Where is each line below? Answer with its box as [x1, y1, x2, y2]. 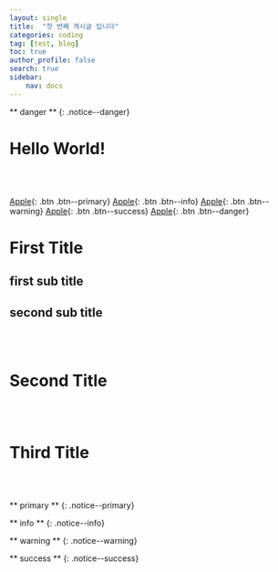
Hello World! [9, 138, 106, 159]
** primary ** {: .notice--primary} [9, 499, 135, 511]
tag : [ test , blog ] [9, 38, 79, 48]
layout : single [9, 13, 67, 23]
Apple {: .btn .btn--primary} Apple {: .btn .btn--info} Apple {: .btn [9, 195, 246, 206]
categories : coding [9, 30, 84, 39]
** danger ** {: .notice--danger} [9, 106, 130, 117]
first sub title [9, 274, 84, 289]
